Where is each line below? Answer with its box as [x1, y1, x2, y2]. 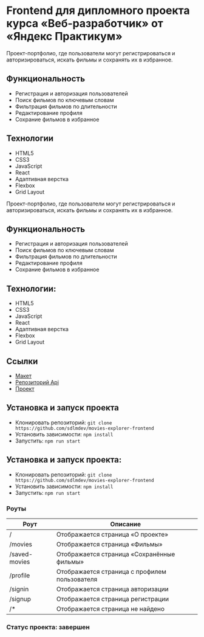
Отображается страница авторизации [56, 585, 169, 593]
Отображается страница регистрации [56, 594, 169, 603]
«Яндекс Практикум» [6, 30, 123, 43]
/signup [9, 594, 32, 603]
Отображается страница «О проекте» [56, 530, 169, 539]
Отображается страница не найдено [56, 604, 165, 613]
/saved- [9, 549, 33, 558]
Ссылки [6, 356, 38, 367]
